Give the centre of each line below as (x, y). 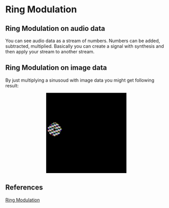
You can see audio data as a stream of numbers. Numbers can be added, (83, 41)
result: (12, 85)
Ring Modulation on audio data (55, 29)
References (24, 188)
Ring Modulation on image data (56, 68)
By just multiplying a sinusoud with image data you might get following (80, 80)
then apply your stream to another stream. (50, 52)
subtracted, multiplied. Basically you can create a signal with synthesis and (85, 46)
